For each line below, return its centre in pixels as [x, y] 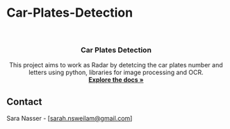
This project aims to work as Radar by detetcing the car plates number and [116, 65]
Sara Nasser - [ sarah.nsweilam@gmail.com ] [69, 119]
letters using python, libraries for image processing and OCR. [116, 72]
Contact [24, 102]
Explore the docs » [116, 80]
